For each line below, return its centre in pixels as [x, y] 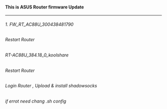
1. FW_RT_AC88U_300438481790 [39, 24]
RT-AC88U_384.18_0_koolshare [37, 55]
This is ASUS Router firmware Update [45, 7]
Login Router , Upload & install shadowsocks [51, 86]
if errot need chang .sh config [36, 101]
